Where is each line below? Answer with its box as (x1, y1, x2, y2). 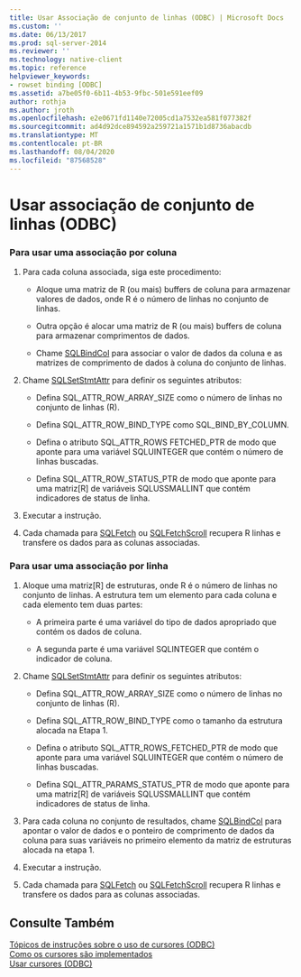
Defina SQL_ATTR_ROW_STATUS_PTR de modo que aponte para (35, 473, 277, 484)
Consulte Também (9, 915, 115, 930)
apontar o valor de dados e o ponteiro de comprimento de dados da (22, 825, 275, 836)
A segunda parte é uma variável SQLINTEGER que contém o (35, 644, 260, 655)
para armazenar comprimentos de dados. (35, 330, 191, 341)
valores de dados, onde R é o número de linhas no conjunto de (35, 293, 269, 304)
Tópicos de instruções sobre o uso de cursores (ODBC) (9, 939, 215, 950)
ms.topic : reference (9, 64, 87, 73)
